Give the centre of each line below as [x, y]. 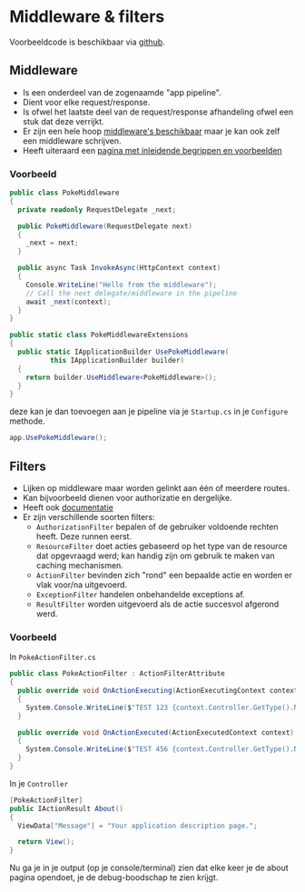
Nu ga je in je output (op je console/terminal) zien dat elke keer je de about [149, 868]
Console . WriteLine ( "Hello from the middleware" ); [122, 285]
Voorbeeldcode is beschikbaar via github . [87, 42]
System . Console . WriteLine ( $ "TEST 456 [97, 749]
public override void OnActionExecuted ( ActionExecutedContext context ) [156, 732]
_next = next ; [52, 243]
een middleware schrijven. [72, 140]
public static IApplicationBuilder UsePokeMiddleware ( [123, 352]
